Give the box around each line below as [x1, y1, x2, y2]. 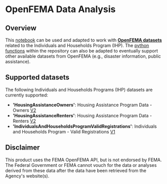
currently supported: [5, 92, 48, 98]
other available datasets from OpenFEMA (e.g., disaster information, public [5, 53, 161, 59]
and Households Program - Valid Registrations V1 [12, 128, 115, 134]
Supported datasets [5, 73, 70, 82]
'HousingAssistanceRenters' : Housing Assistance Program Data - [12, 112, 152, 118]
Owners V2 [12, 107, 36, 113]
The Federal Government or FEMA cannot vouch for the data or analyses [5, 162, 157, 168]
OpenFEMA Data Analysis [5, 4, 116, 15]
